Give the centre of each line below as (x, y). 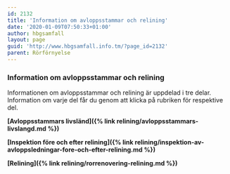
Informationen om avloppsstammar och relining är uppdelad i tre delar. (109, 93)
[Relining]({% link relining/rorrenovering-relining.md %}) (92, 163)
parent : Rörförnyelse (39, 53)
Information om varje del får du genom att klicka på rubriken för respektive (115, 100)
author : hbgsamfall (36, 33)
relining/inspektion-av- (170, 142)
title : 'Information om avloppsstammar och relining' (88, 20)
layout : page (26, 40)
